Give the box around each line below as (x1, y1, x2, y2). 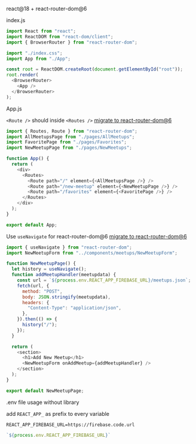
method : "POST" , (22, 288, 63, 295)
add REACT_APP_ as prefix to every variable (6, 410, 109, 417)
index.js (6, 17, 26, 23)
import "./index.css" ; (6, 50, 63, 56)
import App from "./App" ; (6, 56, 71, 62)
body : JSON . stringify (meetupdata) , (22, 294, 111, 300)
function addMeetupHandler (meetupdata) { (11, 272, 117, 278)
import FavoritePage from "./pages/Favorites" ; (6, 139, 127, 145)
